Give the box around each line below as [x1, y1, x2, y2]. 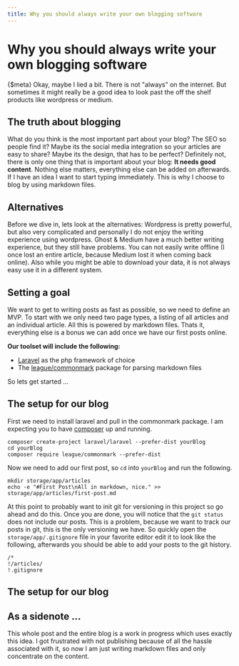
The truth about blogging [7, 116, 121, 128]
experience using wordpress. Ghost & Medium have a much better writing [7, 235, 224, 244]
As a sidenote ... [7, 610, 81, 622]
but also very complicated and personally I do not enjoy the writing [7, 228, 204, 237]
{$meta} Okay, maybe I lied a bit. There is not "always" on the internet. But [7, 80, 227, 89]
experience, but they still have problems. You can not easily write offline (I [7, 243, 225, 252]
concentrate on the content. [7, 652, 90, 661]
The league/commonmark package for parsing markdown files [17, 364, 202, 372]
